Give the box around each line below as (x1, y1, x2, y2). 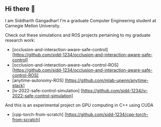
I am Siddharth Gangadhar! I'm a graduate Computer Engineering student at (5, 17, 157, 23)
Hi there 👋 (5, 5, 35, 13)
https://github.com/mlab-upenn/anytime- (66, 77, 149, 83)
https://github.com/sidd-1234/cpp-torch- (66, 112, 149, 117)
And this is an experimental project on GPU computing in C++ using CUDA (5, 102, 154, 108)
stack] (12, 83, 25, 88)
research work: (5, 37, 35, 43)
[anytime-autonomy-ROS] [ (12, 77, 67, 83)
